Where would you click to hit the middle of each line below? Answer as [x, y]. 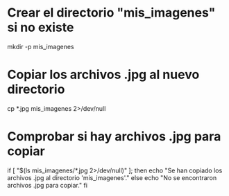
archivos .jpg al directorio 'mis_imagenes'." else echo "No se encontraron [112, 177]
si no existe [41, 27]
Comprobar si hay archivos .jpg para [114, 137]
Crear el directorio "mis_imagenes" [111, 13]
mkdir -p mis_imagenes [41, 46]
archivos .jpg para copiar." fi [48, 185]
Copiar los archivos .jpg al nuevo [103, 75]
